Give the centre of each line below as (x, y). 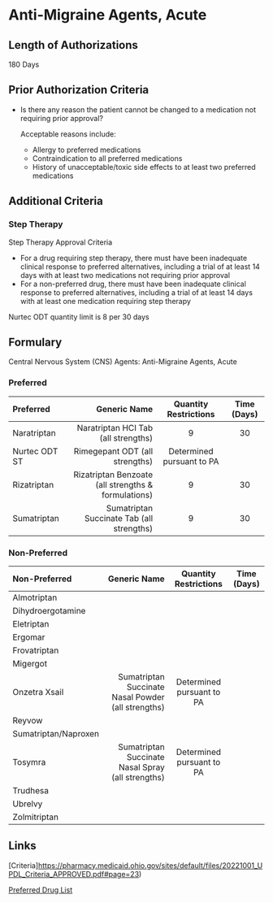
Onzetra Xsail (38, 692)
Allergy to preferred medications (87, 150)
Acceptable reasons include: (68, 134)
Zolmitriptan (36, 817)
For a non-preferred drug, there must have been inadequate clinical (133, 284)
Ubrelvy (28, 804)
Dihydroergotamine (49, 610)
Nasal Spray (141, 767)
